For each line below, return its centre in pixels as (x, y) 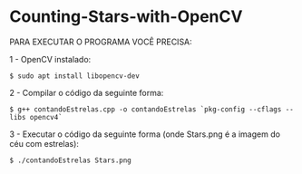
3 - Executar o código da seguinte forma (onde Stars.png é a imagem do (145, 134)
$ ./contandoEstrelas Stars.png (70, 160)
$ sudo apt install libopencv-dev (75, 76)
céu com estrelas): (44, 143)
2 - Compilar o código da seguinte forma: (87, 92)
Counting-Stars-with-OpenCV (126, 17)
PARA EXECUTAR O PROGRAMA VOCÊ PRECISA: (101, 42)
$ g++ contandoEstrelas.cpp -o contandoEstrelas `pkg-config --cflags (146, 109)
